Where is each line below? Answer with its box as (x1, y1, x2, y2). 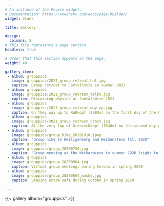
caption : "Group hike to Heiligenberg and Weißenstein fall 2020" (11, 137, 150, 142)
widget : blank (5, 16, 34, 21)
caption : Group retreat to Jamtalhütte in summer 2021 (11, 83, 125, 88)
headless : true (5, 47, 36, 52)
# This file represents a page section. (5, 43, 89, 48)
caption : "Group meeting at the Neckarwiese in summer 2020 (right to (11, 151, 159, 155)
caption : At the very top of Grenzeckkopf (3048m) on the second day (11, 123, 156, 129)
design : (5, 34, 21, 39)
